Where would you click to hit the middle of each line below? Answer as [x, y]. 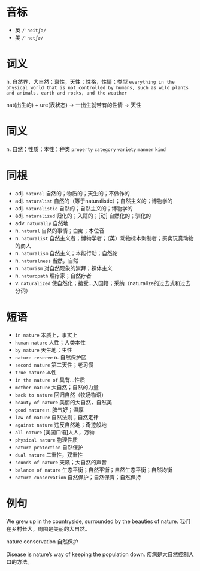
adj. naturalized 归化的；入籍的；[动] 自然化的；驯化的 [83, 216]
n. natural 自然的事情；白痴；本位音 [60, 231]
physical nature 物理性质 [46, 439]
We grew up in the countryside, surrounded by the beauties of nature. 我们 [98, 521]
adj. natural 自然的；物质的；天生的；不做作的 [72, 193]
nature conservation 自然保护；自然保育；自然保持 [78, 477]
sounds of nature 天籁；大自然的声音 [61, 462]
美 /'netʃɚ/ [29, 37]
